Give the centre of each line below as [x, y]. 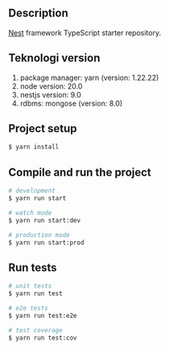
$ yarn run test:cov [43, 338]
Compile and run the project [80, 172]
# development [32, 191]
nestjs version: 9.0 [51, 94]
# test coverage [35, 330]
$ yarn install [34, 147]
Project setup [43, 129]
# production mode [39, 235]
